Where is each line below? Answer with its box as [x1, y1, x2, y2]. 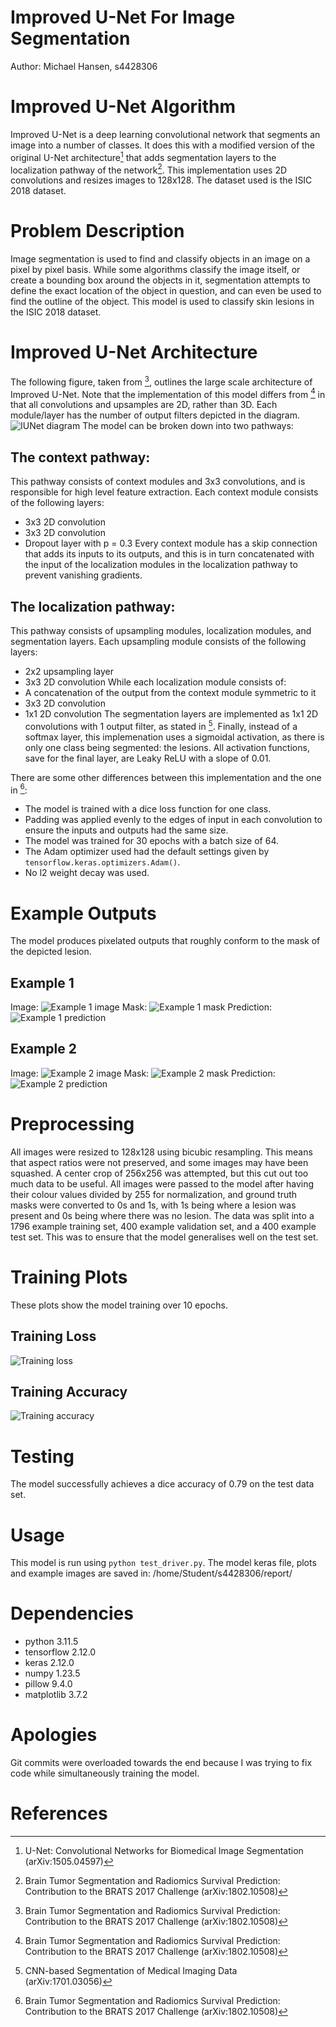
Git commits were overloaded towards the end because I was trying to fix [10, 1757, 313, 1769]
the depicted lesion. [10, 946, 92, 958]
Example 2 [10, 1041, 77, 1058]
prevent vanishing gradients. [24, 569, 143, 581]
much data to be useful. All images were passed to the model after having [10, 1177, 315, 1190]
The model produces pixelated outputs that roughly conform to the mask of [10, 935, 321, 947]
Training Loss [10, 1328, 97, 1345]
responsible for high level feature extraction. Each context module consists [10, 486, 319, 498]
